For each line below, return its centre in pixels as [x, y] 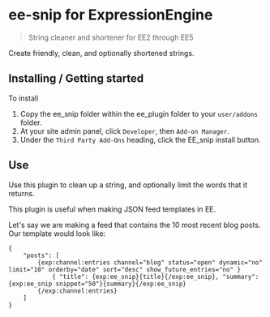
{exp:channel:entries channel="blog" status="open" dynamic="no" [150, 262]
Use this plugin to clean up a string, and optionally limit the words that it [128, 185]
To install [24, 98]
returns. [21, 193]
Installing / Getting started [76, 79]
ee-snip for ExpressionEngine [111, 15]
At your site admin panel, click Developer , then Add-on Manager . [124, 131]
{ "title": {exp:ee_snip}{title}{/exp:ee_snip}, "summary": [155, 276]
